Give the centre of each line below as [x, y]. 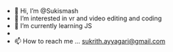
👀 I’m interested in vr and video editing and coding [88, 18]
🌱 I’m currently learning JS [53, 26]
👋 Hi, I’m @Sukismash [46, 11]
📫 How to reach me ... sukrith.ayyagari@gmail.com [90, 41]
